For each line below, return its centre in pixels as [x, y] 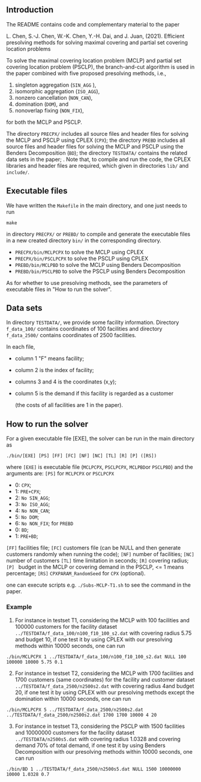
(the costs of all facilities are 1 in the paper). [69, 405]
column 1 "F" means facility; [49, 359]
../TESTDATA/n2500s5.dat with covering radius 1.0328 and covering [98, 739]
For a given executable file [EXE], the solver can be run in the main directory [100, 439]
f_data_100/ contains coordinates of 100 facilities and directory [84, 329]
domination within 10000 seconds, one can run [73, 698]
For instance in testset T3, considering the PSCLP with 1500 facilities [100, 726]
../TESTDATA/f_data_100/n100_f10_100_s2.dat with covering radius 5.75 [103, 633]
